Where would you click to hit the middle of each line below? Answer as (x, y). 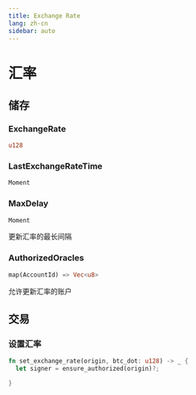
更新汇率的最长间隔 (40, 237)
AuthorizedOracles (46, 258)
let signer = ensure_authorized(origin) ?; (88, 369)
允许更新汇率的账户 (40, 291)
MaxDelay (29, 204)
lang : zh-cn (28, 23)
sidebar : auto (32, 31)
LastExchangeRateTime (55, 166)
